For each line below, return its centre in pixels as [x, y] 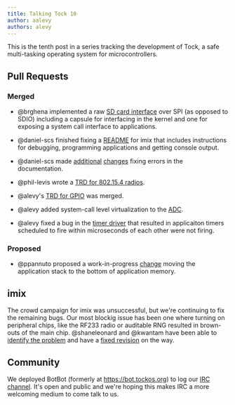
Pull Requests [38, 76]
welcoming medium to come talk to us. [63, 394]
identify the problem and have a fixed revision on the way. [91, 340]
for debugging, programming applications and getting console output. [118, 147]
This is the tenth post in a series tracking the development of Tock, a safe [113, 47]
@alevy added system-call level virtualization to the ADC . [100, 210]
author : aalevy [29, 20]
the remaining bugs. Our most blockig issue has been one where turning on [116, 318]
